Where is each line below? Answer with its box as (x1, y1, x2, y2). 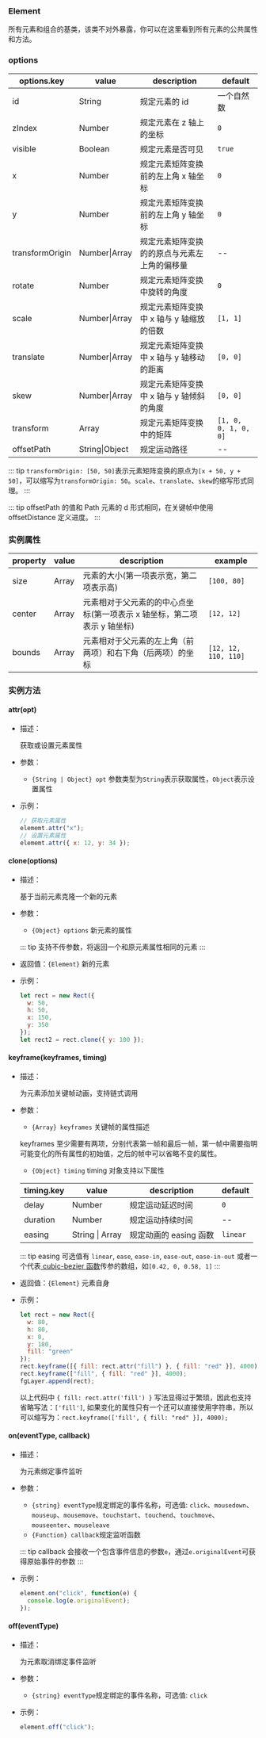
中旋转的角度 (139, 286, 188, 297)
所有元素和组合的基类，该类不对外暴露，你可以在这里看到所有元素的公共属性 (8, 25, 258, 34)
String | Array (72, 1229, 122, 1240)
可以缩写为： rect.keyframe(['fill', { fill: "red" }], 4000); (19, 1412, 229, 1422)
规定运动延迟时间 (129, 1200, 193, 1211)
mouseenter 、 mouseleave (31, 1520, 110, 1529)
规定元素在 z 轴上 (139, 117, 204, 128)
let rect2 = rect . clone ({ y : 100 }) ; (19, 1036, 145, 1043)
